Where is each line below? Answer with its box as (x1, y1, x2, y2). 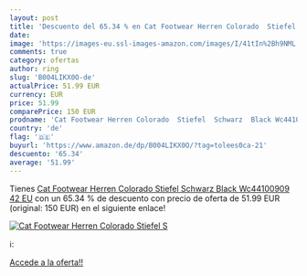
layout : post (9, 13, 59, 23)
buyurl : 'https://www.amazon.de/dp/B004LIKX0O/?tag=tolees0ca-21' (9, 141, 268, 150)
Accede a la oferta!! (9, 257, 84, 268)
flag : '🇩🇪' (9, 133, 55, 142)
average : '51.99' (9, 157, 76, 167)
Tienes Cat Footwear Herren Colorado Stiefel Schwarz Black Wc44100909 (9, 183, 291, 194)
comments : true (9, 48, 68, 57)
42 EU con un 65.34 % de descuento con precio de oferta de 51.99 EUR (9, 193, 281, 204)
